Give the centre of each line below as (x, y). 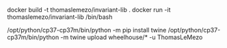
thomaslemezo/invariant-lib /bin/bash (60, 17)
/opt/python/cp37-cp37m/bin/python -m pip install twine (87, 30)
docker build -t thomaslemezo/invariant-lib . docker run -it (89, 10)
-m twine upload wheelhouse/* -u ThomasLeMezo (132, 37)
